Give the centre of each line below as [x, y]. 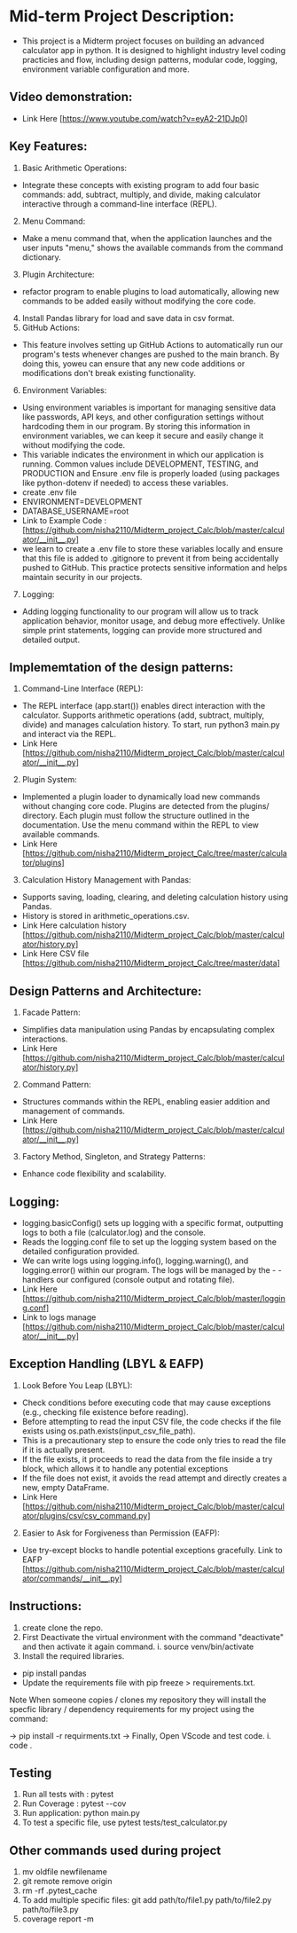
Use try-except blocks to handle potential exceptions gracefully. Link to [152, 1550]
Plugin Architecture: [58, 274]
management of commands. [74, 1112]
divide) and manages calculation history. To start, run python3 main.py [151, 725]
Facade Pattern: [51, 1012]
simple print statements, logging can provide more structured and [142, 630]
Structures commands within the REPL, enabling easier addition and [146, 1102]
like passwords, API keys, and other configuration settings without [143, 416]
